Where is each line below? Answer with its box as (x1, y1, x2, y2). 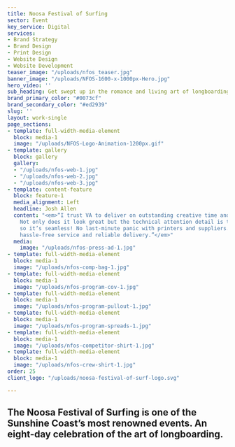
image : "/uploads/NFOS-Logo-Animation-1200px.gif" (13, 141, 164, 148)
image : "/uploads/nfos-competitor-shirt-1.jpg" (13, 342, 155, 349)
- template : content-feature (7, 186, 92, 193)
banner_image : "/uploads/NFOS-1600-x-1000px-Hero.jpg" (7, 75, 171, 83)
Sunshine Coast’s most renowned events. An (7, 418, 208, 430)
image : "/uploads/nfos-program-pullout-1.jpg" (13, 303, 152, 310)
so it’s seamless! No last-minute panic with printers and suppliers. (20, 225, 230, 232)
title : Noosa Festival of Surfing (7, 10, 108, 17)
